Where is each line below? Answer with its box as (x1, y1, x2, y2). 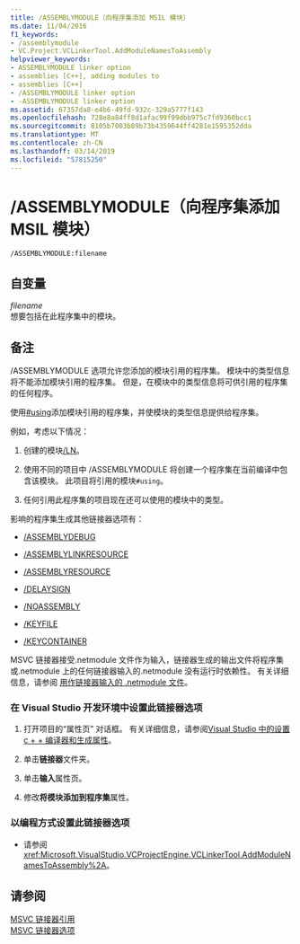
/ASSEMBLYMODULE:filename (10, 249, 107, 259)
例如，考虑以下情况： (10, 426, 89, 437)
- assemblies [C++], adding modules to (10, 72, 160, 81)
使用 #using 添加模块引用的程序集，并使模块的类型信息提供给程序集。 (10, 407, 264, 418)
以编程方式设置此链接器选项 (10, 816, 130, 829)
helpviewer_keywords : (10, 55, 92, 64)
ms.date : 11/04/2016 (10, 22, 88, 31)
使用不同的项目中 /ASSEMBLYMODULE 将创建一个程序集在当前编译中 (22, 464, 280, 475)
